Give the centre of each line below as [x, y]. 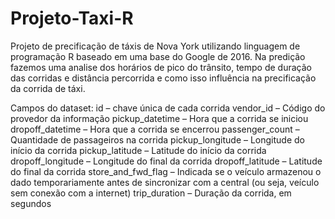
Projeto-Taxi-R [72, 18]
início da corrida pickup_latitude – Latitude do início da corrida [138, 150]
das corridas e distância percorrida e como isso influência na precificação [163, 78]
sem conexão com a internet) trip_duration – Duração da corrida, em [151, 193]
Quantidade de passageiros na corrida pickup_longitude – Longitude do [158, 139]
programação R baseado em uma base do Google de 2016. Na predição [158, 56]
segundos [31, 203]
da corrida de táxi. [48, 88]
